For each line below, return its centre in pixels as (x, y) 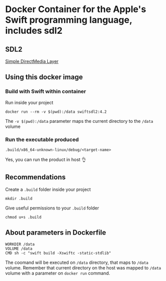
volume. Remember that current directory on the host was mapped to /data (83, 267)
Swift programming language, (69, 20)
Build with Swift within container (46, 92)
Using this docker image (44, 77)
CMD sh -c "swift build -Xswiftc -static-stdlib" (58, 253)
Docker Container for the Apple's (76, 9)
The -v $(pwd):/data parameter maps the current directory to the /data (79, 121)
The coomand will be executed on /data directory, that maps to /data (77, 262)
